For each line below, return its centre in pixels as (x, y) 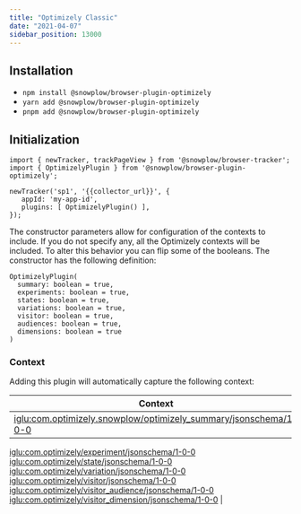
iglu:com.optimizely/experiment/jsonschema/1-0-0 (103, 452)
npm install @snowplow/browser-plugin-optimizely (117, 93)
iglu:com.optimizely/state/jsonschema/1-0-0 (91, 462)
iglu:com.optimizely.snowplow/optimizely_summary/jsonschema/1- (156, 419)
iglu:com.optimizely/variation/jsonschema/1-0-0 (98, 471)
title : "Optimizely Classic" (64, 17)
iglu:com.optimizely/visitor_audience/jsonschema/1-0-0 (112, 491)
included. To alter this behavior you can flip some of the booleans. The (140, 251)
